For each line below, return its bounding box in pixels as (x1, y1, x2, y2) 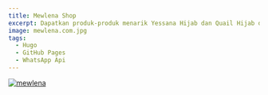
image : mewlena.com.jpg (8, 26, 88, 34)
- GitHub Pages (15, 49, 66, 57)
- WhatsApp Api (15, 57, 66, 65)
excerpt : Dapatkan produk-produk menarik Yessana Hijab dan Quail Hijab (8, 19, 255, 27)
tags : (8, 34, 26, 42)
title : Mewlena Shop (8, 11, 77, 20)
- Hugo (15, 42, 37, 49)
